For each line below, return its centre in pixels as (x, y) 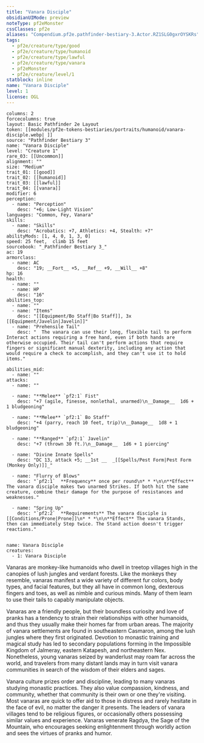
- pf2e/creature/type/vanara (49, 63)
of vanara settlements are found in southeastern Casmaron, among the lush (101, 630)
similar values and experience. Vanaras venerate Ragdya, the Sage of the (98, 720)
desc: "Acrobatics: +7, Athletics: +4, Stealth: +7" (85, 231)
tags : (13, 40)
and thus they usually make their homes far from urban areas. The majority (100, 624)
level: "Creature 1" (32, 151)
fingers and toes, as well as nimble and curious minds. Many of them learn (99, 593)
